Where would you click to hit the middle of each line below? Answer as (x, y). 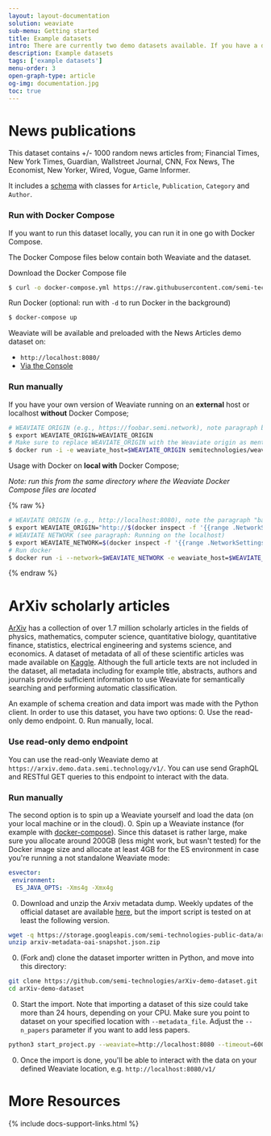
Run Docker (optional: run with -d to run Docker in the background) (120, 303)
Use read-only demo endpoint (69, 741)
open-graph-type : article (52, 76)
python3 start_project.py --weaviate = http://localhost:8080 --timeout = (131, 1045)
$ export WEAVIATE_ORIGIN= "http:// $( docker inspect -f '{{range (119, 528)
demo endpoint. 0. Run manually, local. (89, 721)
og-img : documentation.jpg (54, 83)
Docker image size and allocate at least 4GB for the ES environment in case (134, 849)
